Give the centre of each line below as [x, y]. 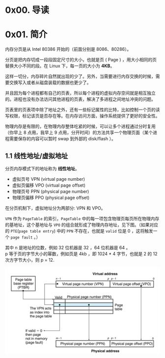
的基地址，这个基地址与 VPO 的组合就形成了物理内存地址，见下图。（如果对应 [82, 225]
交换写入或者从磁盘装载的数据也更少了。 [50, 82]
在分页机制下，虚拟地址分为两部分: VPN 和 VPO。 [55, 208]
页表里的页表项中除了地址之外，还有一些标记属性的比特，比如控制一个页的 [80, 110]
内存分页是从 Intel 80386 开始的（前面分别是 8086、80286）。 [68, 49]
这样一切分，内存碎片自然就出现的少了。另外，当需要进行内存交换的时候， [80, 77]
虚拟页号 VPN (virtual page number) [48, 179]
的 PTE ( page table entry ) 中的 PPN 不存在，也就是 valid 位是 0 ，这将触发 [79, 231]
